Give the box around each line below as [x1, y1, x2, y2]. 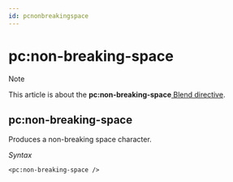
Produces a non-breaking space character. [8, 135, 152, 145]
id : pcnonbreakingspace [8, 11, 89, 20]
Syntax [8, 150, 32, 160]
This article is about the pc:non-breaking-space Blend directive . [8, 89, 226, 99]
